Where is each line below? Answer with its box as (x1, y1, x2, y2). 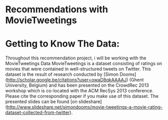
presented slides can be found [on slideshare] (5, 98, 102, 105)
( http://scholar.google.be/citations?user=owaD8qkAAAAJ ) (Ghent (5, 77, 144, 83)
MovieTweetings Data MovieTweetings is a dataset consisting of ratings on (5, 61, 162, 67)
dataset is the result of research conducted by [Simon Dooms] (5, 71, 136, 77)
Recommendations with (5, 4, 108, 15)
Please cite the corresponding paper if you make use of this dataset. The (5, 93, 159, 99)
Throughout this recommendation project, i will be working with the (5, 55, 147, 61)
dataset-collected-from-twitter (5, 109, 70, 116)
